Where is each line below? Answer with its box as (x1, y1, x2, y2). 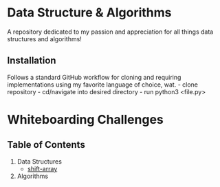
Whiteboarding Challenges (7, 111, 164, 127)
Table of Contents (7, 139, 86, 151)
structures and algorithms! (7, 34, 82, 43)
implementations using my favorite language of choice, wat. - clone (7, 80, 198, 89)
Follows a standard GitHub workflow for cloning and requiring (7, 73, 181, 81)
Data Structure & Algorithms (7, 5, 172, 21)
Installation (7, 55, 56, 67)
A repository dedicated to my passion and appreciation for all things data (7, 27, 214, 36)
